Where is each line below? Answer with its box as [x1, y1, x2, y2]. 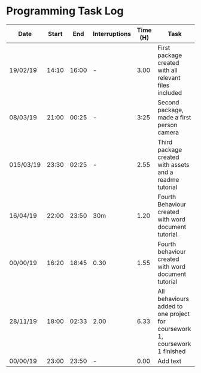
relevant [157, 73, 181, 82]
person [157, 121, 178, 129]
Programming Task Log [6, 4, 124, 18]
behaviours [157, 294, 190, 303]
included [157, 88, 182, 97]
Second [157, 98, 179, 106]
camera [157, 128, 179, 136]
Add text [157, 357, 182, 365]
